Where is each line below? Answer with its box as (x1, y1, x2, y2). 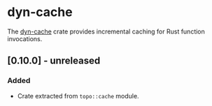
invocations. (7, 34, 43, 43)
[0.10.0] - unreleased (7, 55, 101, 67)
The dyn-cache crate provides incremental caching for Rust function (7, 27, 205, 36)
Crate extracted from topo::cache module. (17, 91, 139, 100)
